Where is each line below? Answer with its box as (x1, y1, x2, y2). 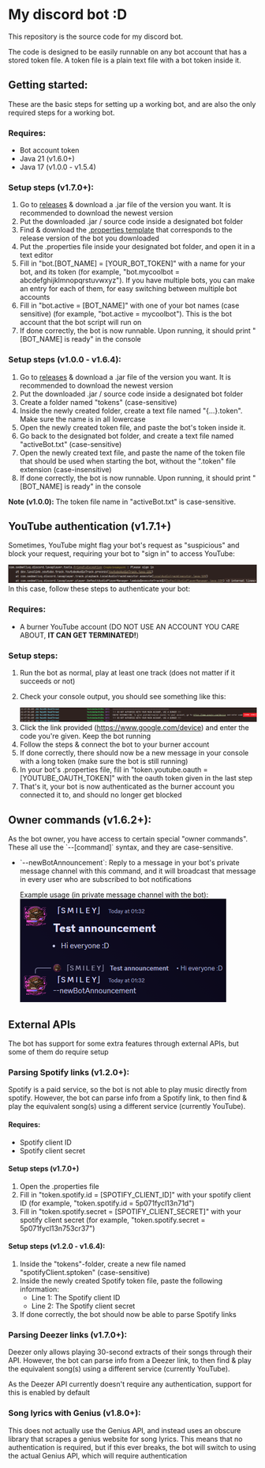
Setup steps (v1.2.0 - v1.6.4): (8, 1242, 106, 1251)
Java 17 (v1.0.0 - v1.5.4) (19, 162, 96, 172)
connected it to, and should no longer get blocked (19, 790, 182, 800)
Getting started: (8, 78, 88, 92)
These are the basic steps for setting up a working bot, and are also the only (8, 99, 256, 108)
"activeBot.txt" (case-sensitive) (19, 439, 122, 448)
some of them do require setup (8, 1047, 109, 1057)
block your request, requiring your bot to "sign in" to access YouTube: (8, 549, 235, 558)
